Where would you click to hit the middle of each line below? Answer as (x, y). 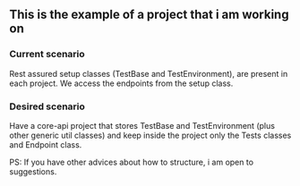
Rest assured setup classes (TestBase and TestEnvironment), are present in (149, 73)
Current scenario (47, 55)
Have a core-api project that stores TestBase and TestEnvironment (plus (142, 125)
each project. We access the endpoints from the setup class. (121, 83)
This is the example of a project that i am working (149, 15)
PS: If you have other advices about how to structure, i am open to (131, 162)
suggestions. (33, 171)
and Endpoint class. (46, 144)
